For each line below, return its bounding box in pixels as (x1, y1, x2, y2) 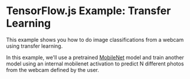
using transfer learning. (6, 42, 63, 50)
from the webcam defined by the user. (6, 66, 99, 73)
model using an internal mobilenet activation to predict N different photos (6, 60, 184, 67)
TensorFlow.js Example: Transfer (6, 4, 171, 18)
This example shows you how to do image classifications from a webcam (6, 36, 184, 43)
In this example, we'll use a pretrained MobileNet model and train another (6, 54, 185, 61)
